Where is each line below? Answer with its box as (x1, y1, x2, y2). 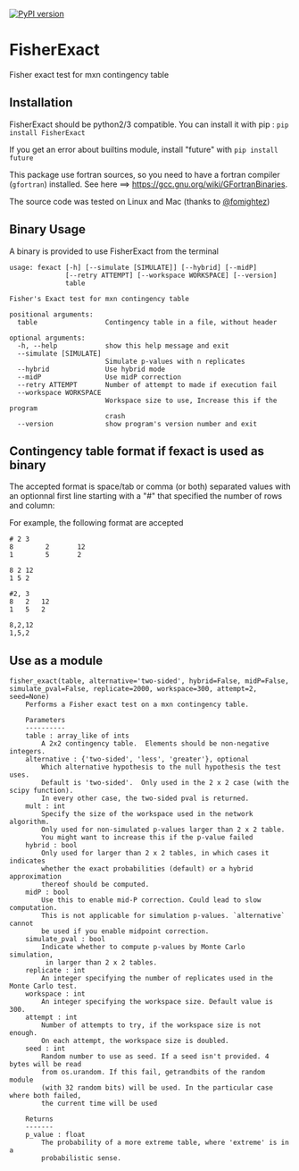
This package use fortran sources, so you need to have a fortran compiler (9, 169, 281, 180)
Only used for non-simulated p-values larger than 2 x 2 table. (41, 825, 286, 835)
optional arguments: (9, 333, 87, 342)
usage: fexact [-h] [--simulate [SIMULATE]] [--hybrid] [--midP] (9, 263, 257, 272)
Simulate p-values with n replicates (104, 357, 245, 366)
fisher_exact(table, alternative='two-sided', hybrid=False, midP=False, (9, 677, 290, 686)
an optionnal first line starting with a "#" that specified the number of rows (9, 491, 283, 501)
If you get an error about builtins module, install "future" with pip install (9, 144, 278, 155)
